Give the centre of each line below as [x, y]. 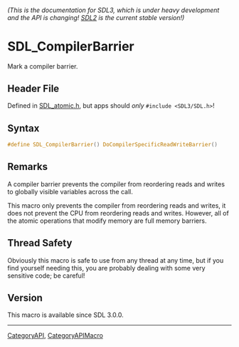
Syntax [23, 128]
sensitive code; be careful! [46, 276]
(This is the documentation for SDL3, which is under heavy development [113, 10]
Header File [33, 88]
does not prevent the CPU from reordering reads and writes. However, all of [118, 213]
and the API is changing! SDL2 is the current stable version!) [96, 17]
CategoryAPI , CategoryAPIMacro [55, 336]
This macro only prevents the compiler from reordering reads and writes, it [117, 205]
